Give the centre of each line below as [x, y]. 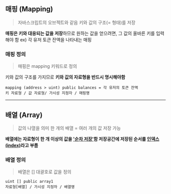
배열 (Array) [24, 115]
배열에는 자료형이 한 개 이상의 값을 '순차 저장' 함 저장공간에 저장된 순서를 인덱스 [82, 139]
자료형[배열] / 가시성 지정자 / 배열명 [40, 187]
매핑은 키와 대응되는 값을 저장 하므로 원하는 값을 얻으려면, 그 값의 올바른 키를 [80, 33]
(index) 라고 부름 [22, 145]
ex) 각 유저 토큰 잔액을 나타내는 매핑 [56, 39]
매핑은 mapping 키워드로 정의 [47, 66]
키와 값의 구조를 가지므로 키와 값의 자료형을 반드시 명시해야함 [65, 77]
